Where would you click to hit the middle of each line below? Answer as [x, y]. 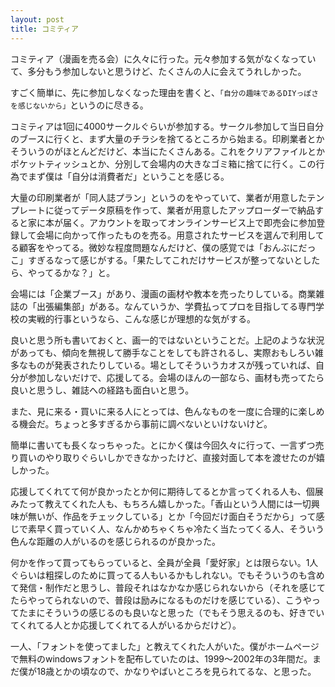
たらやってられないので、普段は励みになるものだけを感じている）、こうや [161, 600]
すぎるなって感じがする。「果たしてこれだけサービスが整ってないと [165, 260]
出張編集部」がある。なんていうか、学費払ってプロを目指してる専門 [176, 306]
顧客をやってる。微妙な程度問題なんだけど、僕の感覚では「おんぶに [158, 247]
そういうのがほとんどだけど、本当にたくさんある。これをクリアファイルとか [167, 151]
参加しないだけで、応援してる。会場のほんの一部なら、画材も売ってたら [176, 377]
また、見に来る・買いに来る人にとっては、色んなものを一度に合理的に [154, 411]
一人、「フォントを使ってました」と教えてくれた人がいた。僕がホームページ [165, 646]
